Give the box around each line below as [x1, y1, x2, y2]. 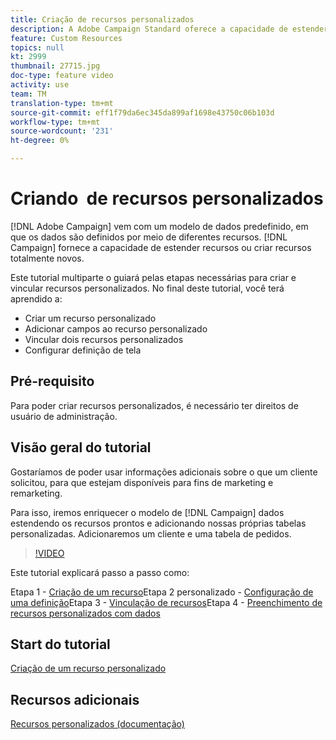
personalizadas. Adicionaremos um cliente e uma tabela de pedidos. [10, 527, 292, 540]
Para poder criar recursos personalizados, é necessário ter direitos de [10, 399, 299, 411]
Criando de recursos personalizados [10, 187, 324, 210]
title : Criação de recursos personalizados [10, 14, 195, 25]
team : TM [10, 89, 47, 99]
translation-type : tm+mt [10, 98, 114, 108]
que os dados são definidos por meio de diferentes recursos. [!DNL [10, 231, 288, 243]
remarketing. [10, 487, 63, 499]
